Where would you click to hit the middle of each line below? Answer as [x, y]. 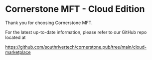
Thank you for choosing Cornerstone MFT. [49, 23]
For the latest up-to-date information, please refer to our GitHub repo [76, 32]
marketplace [18, 52]
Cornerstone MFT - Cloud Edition [75, 9]
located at [15, 37]
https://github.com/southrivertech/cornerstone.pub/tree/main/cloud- [76, 47]
